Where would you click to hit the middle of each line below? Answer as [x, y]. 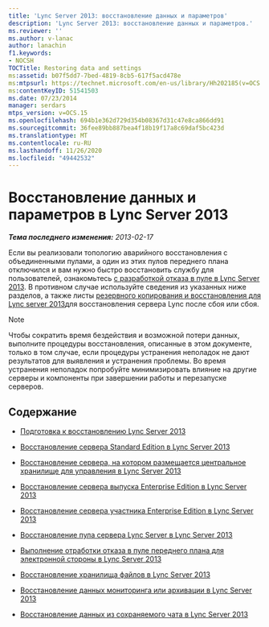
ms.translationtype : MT [48, 135]
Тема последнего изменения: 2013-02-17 [81, 237]
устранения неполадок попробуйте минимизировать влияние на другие [132, 369]
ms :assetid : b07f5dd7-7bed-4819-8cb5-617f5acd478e [95, 76]
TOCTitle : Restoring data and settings [75, 68]
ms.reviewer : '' [35, 31]
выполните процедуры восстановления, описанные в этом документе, [130, 344]
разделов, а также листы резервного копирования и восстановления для [135, 295]
